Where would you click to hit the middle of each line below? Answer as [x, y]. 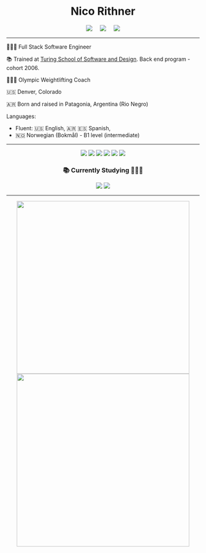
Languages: [21, 116]
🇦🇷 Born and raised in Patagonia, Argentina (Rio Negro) [77, 104]
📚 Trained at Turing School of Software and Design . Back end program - [98, 59]
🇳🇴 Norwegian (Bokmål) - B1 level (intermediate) [77, 135]
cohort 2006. [23, 68]
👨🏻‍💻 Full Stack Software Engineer [49, 47]
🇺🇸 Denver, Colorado [34, 92]
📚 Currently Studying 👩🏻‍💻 [103, 170]
